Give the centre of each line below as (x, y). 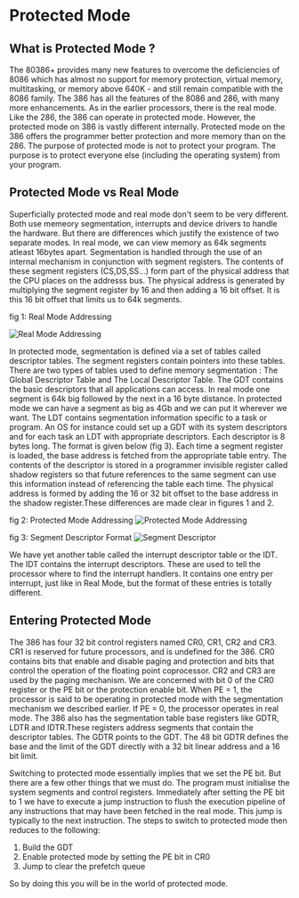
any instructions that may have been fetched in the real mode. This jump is (146, 811)
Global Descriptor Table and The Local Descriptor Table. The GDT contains (146, 379)
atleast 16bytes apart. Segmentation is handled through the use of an (136, 251)
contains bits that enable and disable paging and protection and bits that (142, 661)
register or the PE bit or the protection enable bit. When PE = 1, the (131, 689)
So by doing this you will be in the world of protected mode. (119, 883)
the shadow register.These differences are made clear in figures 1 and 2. (142, 503)
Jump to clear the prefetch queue (84, 866)
